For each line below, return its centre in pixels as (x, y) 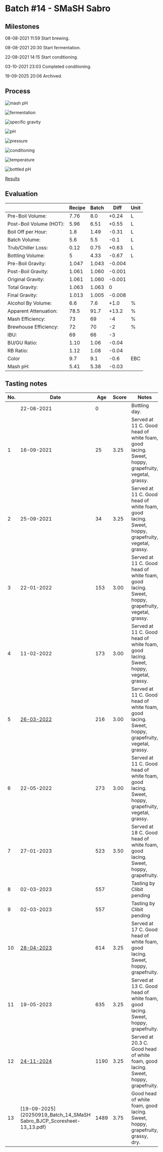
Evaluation (21, 194)
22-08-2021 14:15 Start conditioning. (42, 57)
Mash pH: (18, 366)
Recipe (77, 208)
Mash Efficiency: (26, 319)
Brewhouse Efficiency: (33, 327)
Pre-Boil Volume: (27, 216)
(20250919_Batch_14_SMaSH (55, 1115)
